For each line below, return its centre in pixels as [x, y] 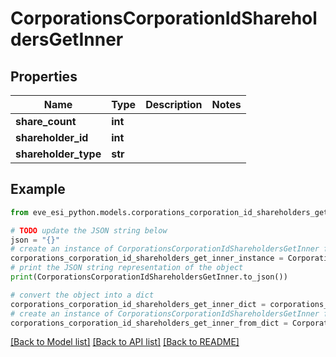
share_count [46, 121]
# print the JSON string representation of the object [127, 268]
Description [174, 104]
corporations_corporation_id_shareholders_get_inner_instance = [147, 258]
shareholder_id [52, 137]
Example [38, 189]
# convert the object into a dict [82, 295]
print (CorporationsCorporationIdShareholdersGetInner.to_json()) [149, 277]
